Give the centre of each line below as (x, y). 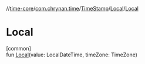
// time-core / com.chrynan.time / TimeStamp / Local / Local (72, 9)
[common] (18, 48)
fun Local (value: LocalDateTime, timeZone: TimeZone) (72, 55)
